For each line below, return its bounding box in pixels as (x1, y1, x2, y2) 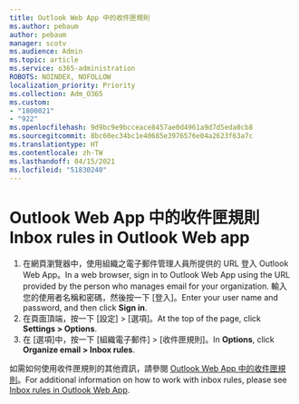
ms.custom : (9, 97, 51, 107)
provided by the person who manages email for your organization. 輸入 (22, 281, 288, 291)
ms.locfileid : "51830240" (9, 165, 107, 174)
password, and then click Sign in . (22, 302, 148, 313)
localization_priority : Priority (9, 81, 136, 90)
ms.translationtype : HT (9, 140, 100, 149)
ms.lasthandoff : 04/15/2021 (9, 156, 116, 166)
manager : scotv (9, 38, 67, 48)
